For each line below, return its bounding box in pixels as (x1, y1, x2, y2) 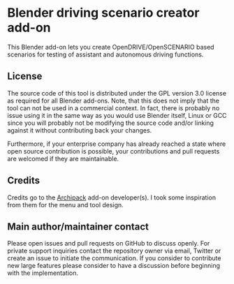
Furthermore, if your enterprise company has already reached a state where (7, 140, 226, 148)
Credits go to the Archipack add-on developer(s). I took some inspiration (7, 193, 217, 202)
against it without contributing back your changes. (7, 126, 152, 134)
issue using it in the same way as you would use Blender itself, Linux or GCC (7, 111, 227, 119)
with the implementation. (7, 269, 79, 277)
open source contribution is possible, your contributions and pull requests (7, 147, 220, 155)
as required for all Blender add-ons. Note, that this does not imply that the (7, 96, 220, 105)
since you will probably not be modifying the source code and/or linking (7, 119, 214, 127)
